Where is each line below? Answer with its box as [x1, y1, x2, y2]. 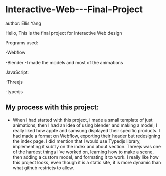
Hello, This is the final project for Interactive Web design [5, 30, 122, 36]
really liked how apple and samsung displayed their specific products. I [12, 127, 160, 133]
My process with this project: [5, 103, 99, 112]
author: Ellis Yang [5, 20, 41, 26]
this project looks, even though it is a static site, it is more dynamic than [12, 159, 161, 165]
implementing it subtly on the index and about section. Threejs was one [12, 143, 161, 149]
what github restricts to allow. [12, 165, 74, 171]
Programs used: [5, 39, 39, 46]
